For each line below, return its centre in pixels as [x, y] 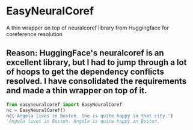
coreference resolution [35, 34]
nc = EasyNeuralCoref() [36, 110]
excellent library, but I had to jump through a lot [96, 62]
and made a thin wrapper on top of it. [77, 91]
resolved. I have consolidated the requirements [96, 82]
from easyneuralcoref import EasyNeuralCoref [64, 104]
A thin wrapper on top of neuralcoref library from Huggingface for [88, 28]
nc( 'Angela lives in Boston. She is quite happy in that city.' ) [90, 116]
